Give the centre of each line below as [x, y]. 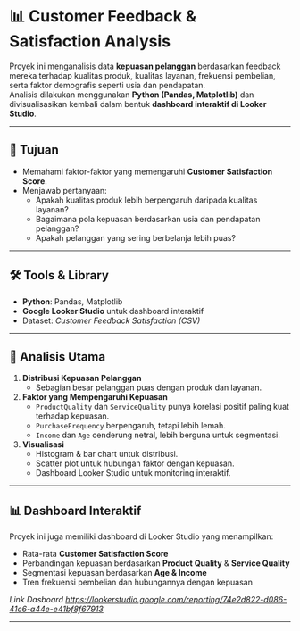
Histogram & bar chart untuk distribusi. [107, 454]
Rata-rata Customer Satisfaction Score [95, 554]
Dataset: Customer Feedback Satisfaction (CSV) [111, 320]
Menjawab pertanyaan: [64, 190]
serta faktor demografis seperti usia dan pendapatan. [108, 85]
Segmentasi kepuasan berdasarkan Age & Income [114, 573]
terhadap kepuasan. [72, 416]
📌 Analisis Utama [57, 357]
